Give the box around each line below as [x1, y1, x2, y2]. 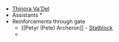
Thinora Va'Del [12, 5, 50, 12]
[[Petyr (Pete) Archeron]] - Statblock [21, 24, 114, 31]
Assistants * [12, 11, 42, 19]
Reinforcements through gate [12, 18, 86, 25]
